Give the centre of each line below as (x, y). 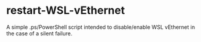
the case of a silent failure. (39, 33)
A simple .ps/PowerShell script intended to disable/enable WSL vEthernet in (101, 27)
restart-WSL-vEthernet (66, 10)
